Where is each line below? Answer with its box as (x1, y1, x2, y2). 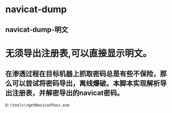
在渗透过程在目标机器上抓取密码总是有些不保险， (5, 70, 160, 78)
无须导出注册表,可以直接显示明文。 (5, 48, 152, 59)
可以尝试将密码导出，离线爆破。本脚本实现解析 (12, 79, 160, 88)
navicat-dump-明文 (5, 25, 68, 34)
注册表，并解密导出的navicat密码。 (12, 88, 124, 98)
